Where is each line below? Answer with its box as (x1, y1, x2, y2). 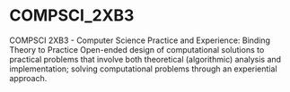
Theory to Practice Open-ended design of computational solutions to (9, 44, 265, 54)
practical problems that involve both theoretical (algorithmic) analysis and (9, 54, 281, 64)
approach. (9, 72, 48, 83)
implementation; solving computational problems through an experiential (9, 63, 277, 74)
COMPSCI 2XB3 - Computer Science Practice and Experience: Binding (9, 35, 271, 46)
